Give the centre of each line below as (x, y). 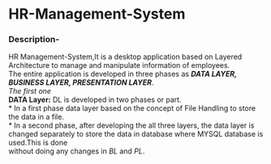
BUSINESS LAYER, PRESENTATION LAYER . (81, 82)
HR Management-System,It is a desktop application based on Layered (125, 57)
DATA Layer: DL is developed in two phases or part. (95, 100)
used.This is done (38, 143)
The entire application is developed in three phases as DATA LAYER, (123, 74)
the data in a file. (37, 117)
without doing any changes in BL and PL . (77, 151)
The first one (30, 91)
